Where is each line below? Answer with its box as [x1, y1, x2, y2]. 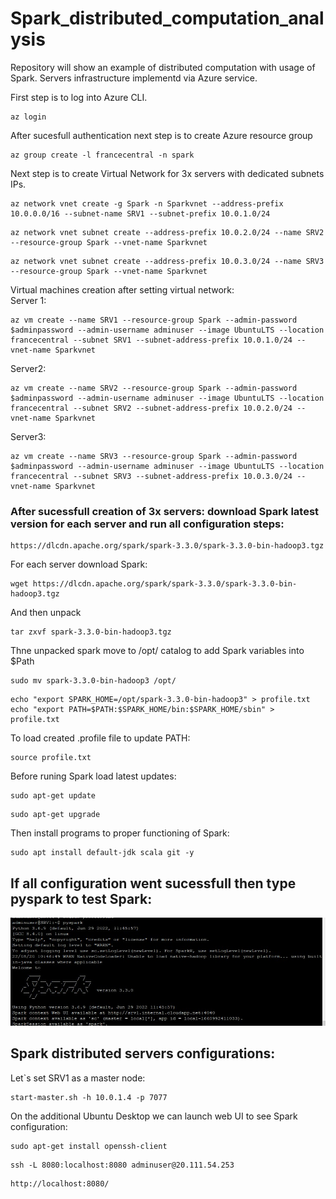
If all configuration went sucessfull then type [10, 875, 297, 892]
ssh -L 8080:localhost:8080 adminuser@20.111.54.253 [10, 1160, 235, 1170]
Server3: [10, 430, 47, 442]
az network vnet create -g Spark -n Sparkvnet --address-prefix [10, 198, 284, 209]
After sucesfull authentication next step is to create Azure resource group [10, 129, 313, 141]
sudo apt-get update [10, 791, 97, 801]
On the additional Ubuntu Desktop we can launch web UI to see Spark [10, 1110, 298, 1122]
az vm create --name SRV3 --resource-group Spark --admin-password [10, 451, 298, 461]
